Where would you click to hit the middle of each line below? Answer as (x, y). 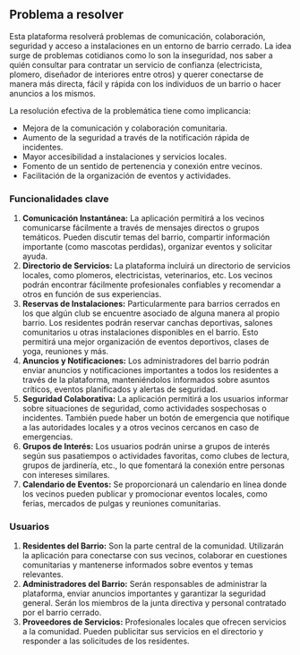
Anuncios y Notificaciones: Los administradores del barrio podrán (146, 361)
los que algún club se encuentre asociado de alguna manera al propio (151, 313)
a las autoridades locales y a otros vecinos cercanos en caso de (141, 428)
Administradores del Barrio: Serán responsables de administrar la (144, 584)
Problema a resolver (66, 15)
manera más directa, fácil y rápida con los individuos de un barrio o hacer (145, 83)
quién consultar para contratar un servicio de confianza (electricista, (136, 64)
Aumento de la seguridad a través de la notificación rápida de (136, 137)
